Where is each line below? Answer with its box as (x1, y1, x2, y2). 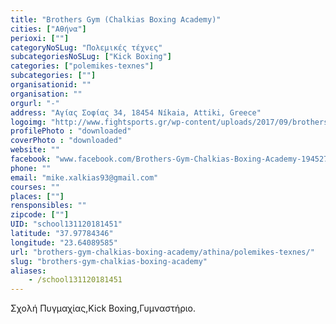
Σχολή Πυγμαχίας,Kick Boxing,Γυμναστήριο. (10, 302, 197, 315)
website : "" (10, 145, 60, 155)
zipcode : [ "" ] (10, 210, 70, 220)
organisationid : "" (10, 80, 92, 90)
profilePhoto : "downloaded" (10, 126, 132, 136)
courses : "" (10, 182, 60, 192)
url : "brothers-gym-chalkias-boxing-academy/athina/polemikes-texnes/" (10, 247, 315, 257)
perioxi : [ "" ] (10, 33, 70, 43)
